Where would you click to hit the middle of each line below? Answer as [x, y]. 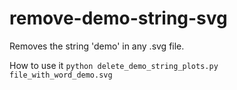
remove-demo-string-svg [118, 18]
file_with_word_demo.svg [61, 75]
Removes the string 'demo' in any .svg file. [97, 46]
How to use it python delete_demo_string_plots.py [114, 65]
